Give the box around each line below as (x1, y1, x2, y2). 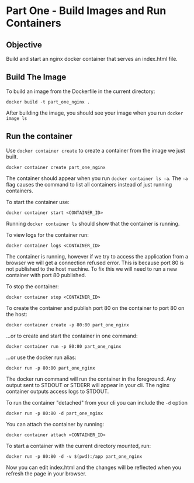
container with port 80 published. (6, 271, 86, 278)
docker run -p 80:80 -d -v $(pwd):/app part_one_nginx (6, 453, 143, 460)
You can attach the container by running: (6, 420, 105, 427)
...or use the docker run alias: (6, 354, 77, 361)
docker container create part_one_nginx (6, 164, 106, 170)
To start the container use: (6, 198, 70, 205)
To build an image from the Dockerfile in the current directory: (6, 88, 155, 95)
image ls (6, 115, 27, 121)
